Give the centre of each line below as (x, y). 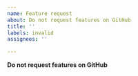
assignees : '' (28, 39)
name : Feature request (40, 13)
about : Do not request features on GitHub (69, 20)
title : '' (21, 26)
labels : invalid (30, 33)
